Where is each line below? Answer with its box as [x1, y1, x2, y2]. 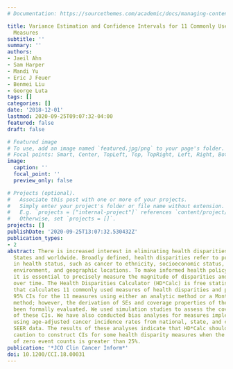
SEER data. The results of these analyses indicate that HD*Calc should [13, 325, 228, 332]
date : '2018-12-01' [7, 107, 64, 114]
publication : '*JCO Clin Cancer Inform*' [7, 344, 129, 351]
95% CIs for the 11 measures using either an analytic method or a [13, 293, 213, 300]
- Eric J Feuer [7, 74, 51, 81]
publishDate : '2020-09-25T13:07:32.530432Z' [7, 228, 138, 235]
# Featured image [7, 138, 58, 146]
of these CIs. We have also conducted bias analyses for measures [13, 312, 209, 319]
